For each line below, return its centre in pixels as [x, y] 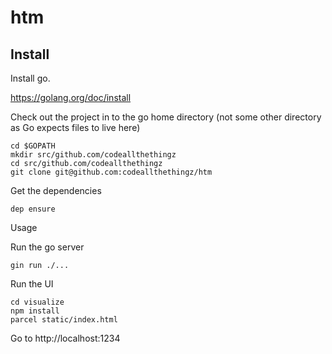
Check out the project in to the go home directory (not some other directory [166, 117]
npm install [35, 311]
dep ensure [33, 209]
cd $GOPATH [33, 146]
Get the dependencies [56, 190]
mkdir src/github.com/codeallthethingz [93, 155]
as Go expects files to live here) [75, 127]
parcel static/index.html [64, 320]
